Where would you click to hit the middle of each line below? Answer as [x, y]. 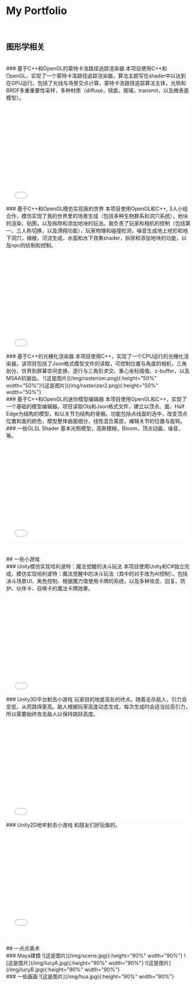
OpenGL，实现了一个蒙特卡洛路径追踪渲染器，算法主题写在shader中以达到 [96, 76]
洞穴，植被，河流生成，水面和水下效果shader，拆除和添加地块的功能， [96, 238]
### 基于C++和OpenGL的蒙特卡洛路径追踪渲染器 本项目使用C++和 [87, 68]
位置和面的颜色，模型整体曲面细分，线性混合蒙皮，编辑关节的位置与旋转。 [96, 421]
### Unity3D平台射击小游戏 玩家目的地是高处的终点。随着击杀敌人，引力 [94, 699]
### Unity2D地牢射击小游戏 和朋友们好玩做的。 [63, 825]
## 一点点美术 [23, 948]
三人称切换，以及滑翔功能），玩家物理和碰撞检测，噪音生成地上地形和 [99, 230]
